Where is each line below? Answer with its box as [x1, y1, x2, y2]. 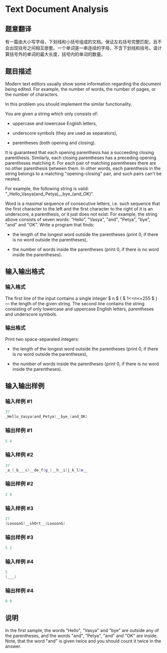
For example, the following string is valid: [5, 186, 89, 192]
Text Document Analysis [5, 3, 109, 15]
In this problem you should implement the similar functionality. [5, 101, 133, 107]
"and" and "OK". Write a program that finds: [5, 221, 94, 227]
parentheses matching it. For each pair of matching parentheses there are [5, 160, 157, 166]
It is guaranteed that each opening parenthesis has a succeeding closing [5, 149, 154, 155]
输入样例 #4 [5, 558, 34, 565]
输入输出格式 [5, 267, 45, 276]
